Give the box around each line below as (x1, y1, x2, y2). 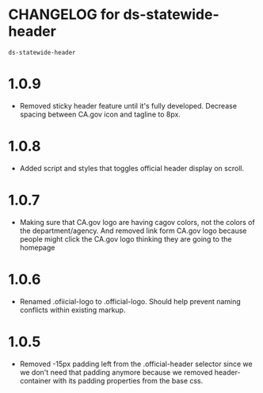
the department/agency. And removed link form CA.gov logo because (19, 226, 247, 235)
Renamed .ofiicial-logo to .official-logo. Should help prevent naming (19, 296, 242, 306)
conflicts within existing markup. (19, 305, 126, 315)
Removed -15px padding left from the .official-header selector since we (19, 359, 253, 368)
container (19, 376, 51, 385)
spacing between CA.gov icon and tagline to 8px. (19, 109, 181, 119)
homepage (19, 242, 55, 252)
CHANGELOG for (8, 6, 120, 24)
